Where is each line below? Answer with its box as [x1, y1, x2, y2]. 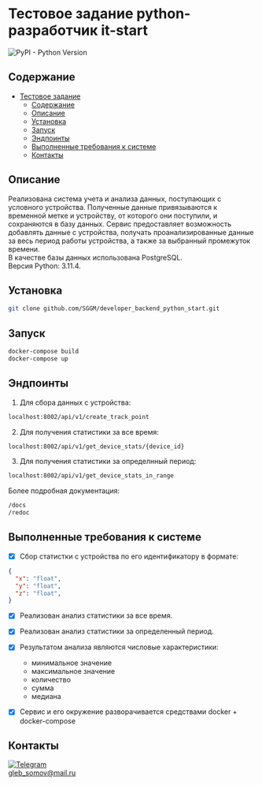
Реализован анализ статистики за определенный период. [19, 626, 215, 636]
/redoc [8, 509, 30, 517]
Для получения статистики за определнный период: [19, 457, 197, 466]
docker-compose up [8, 354, 68, 363]
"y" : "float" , [15, 581, 61, 590]
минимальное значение [31, 658, 113, 667]
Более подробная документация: [8, 486, 120, 495]
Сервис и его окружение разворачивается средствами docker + [19, 707, 238, 716]
